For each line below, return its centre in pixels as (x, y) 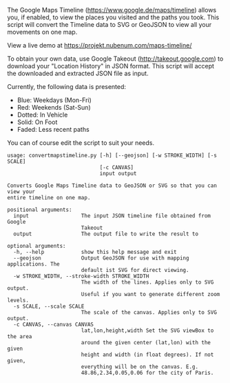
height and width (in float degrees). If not (147, 355)
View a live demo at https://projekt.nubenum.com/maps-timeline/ (100, 45)
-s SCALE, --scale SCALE (49, 306)
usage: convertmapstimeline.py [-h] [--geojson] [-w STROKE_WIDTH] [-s (112, 155)
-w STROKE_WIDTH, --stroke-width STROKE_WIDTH (81, 276)
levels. (18, 300)
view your (21, 192)
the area (20, 337)
